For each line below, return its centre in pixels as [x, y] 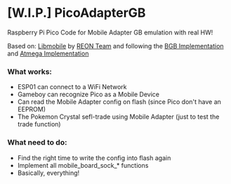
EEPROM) [32, 110]
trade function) [39, 124]
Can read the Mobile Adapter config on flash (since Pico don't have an [119, 102]
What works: [30, 72]
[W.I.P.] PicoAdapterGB [77, 13]
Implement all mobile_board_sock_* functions [83, 165]
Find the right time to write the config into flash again [94, 158]
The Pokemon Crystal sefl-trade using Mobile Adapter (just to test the [118, 117]
